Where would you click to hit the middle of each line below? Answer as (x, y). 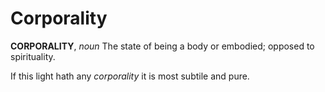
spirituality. (33, 56)
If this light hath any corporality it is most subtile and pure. (130, 76)
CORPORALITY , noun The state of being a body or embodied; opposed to (162, 46)
